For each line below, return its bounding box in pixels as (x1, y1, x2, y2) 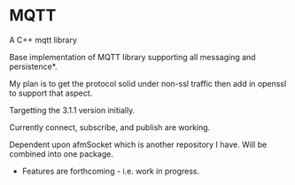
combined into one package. (9, 148, 113, 159)
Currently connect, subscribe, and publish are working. (9, 121, 211, 133)
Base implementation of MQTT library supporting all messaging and (9, 51, 256, 62)
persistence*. (9, 61, 58, 72)
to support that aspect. (9, 88, 93, 98)
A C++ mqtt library (9, 35, 78, 45)
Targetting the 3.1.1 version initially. (9, 104, 136, 115)
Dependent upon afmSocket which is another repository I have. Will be (9, 139, 268, 150)
